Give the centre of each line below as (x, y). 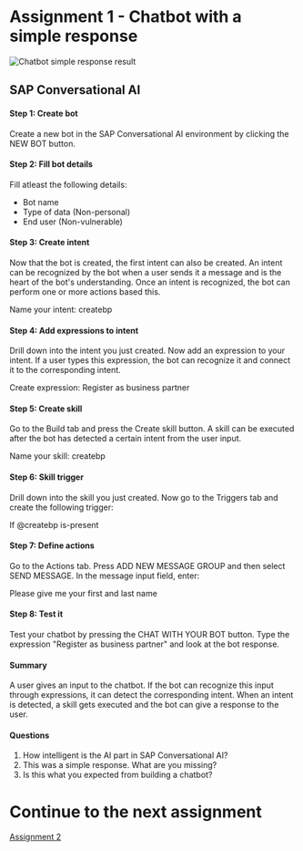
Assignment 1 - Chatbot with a (126, 17)
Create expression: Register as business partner (100, 388)
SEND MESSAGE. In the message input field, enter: (105, 576)
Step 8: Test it (36, 614)
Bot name (40, 202)
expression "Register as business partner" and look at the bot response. (145, 644)
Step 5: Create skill (46, 409)
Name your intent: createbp (61, 309)
